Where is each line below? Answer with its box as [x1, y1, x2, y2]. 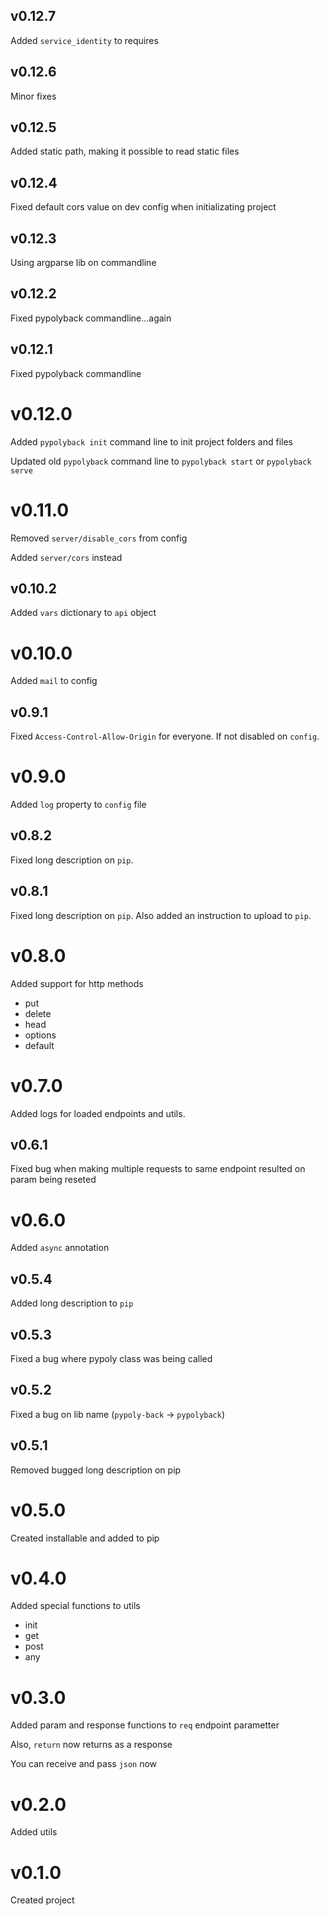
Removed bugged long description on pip [10, 1464, 182, 1476]
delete [24, 1007, 52, 1019]
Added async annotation [10, 1242, 110, 1254]
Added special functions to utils [10, 1600, 141, 1612]
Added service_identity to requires [10, 34, 159, 46]
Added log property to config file [10, 799, 147, 811]
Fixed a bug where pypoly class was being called [10, 1352, 213, 1364]
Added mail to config [10, 675, 98, 687]
